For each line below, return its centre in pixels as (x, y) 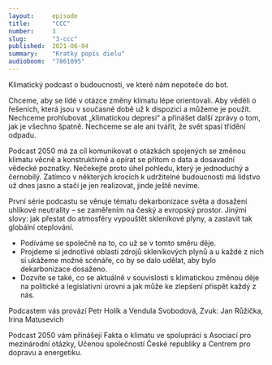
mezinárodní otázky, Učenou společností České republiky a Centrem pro (130, 344)
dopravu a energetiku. (45, 352)
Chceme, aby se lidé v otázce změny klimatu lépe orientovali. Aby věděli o (132, 100)
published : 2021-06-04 (49, 46)
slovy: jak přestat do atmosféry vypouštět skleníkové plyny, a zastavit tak (131, 218)
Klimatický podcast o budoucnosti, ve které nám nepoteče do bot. (119, 84)
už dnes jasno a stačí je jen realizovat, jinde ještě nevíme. (104, 185)
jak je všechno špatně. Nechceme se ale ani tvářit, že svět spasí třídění (127, 126)
